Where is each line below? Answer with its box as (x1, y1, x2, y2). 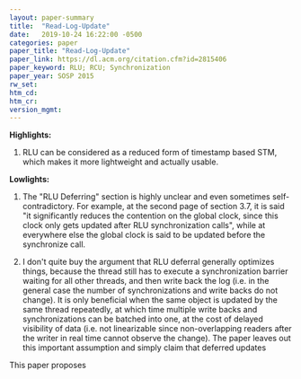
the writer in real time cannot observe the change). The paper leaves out (22, 333, 292, 344)
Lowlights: (9, 174, 49, 185)
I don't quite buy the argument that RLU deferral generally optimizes (22, 257, 275, 268)
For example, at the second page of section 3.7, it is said (75, 201, 285, 212)
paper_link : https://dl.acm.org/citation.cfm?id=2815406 (9, 55, 227, 64)
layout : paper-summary (9, 13, 94, 22)
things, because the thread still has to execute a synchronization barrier (22, 266, 288, 277)
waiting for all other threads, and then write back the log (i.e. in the (22, 276, 270, 286)
